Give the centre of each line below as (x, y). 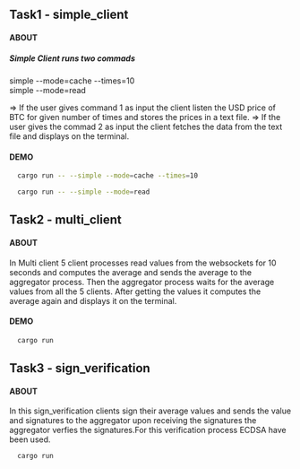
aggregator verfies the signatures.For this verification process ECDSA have (148, 430)
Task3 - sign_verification (80, 368)
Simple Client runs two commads (73, 58)
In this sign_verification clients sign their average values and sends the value (150, 411)
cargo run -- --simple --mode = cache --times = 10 (108, 176)
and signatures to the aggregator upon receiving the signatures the (133, 421)
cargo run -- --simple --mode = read (84, 192)
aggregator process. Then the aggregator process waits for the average (142, 282)
